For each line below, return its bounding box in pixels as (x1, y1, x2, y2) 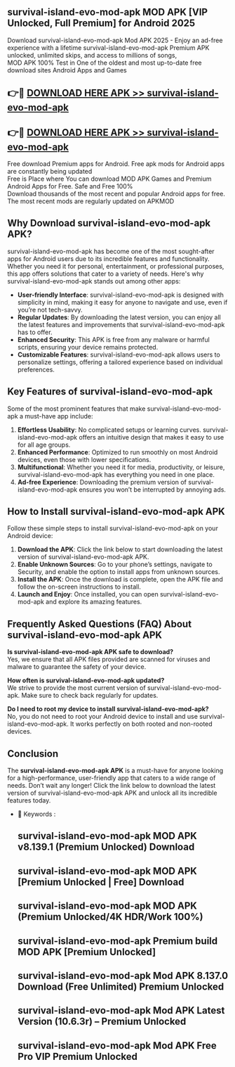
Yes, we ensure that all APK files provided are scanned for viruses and (7, 655, 210, 664)
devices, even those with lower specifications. (17, 455, 152, 464)
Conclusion (7, 748, 59, 760)
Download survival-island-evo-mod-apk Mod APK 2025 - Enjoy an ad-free (7, 36, 223, 44)
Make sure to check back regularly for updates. (21, 691, 159, 700)
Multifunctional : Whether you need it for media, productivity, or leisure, (17, 463, 225, 471)
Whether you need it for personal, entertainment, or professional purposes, (7, 262, 224, 270)
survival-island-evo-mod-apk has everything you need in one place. (17, 470, 215, 478)
